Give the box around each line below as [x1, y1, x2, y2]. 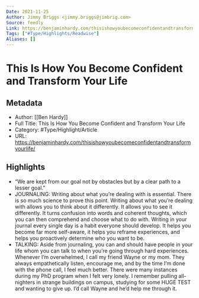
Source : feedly [6, 20, 44, 25]
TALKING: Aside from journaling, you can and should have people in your [14, 241, 193, 248]
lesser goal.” [14, 184, 46, 191]
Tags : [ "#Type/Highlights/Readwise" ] [6, 31, 99, 37]
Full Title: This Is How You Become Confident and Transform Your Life [14, 120, 185, 127]
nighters [14, 278, 36, 286]
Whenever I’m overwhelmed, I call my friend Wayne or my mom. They [14, 253, 185, 261]
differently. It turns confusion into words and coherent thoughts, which [14, 209, 188, 216]
